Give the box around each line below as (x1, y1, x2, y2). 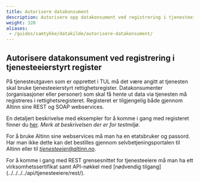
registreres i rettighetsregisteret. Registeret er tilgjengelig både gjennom (6, 96, 183, 104)
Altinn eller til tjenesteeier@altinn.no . (6, 145, 96, 152)
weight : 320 (6, 20, 36, 26)
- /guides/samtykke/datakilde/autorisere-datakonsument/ (8, 31, 153, 37)
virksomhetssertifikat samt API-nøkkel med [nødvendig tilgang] (6, 163, 162, 170)
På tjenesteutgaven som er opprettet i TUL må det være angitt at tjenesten (6, 78, 189, 85)
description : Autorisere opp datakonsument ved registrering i (6, 14, 167, 20)
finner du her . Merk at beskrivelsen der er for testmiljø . (6, 121, 140, 128)
